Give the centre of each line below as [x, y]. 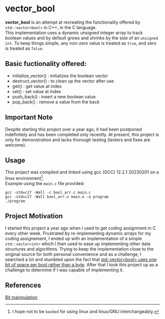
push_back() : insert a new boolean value [54, 96]
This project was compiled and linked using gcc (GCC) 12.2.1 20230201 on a [82, 172]
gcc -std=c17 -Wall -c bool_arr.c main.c [48, 192]
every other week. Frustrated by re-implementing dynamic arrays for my [78, 233]
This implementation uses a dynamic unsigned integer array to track [74, 32]
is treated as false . [24, 48]
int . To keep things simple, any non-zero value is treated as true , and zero [81, 43]
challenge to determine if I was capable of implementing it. [64, 270]
